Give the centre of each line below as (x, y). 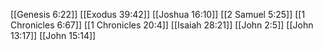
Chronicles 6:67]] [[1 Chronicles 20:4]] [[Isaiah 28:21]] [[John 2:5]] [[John (162, 25)
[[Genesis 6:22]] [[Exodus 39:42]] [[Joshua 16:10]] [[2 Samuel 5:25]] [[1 (158, 14)
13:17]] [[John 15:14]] (53, 35)
